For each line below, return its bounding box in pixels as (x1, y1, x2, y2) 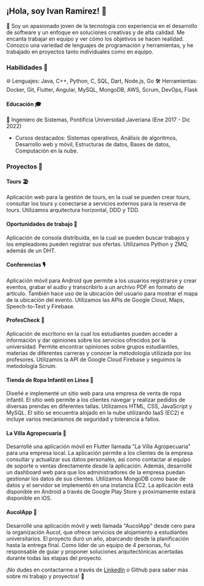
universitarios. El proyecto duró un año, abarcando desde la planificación (6, 535, 189, 542)
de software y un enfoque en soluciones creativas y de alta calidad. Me (6, 29, 185, 36)
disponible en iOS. (6, 494, 52, 502)
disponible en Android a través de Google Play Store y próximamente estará (6, 488, 196, 496)
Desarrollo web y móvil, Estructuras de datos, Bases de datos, (15, 141, 171, 148)
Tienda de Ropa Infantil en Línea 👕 (6, 376, 94, 383)
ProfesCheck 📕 (6, 316, 45, 324)
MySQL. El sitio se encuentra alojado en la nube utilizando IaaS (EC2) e (6, 409, 184, 417)
